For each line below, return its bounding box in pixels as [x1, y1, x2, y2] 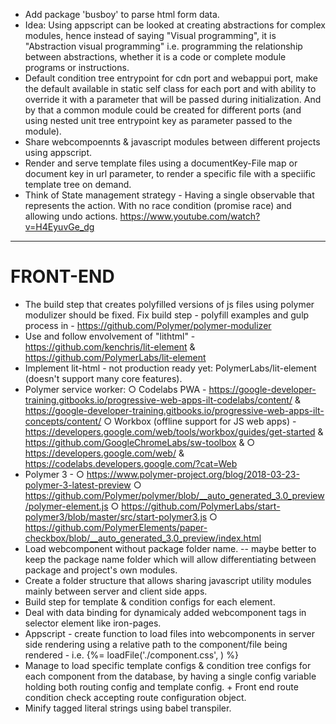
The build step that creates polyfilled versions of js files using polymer [24, 298, 315, 310]
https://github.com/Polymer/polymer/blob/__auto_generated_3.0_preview [24, 489, 325, 501]
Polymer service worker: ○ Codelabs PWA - [24, 383, 207, 395]
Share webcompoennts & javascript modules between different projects [24, 136, 321, 148]
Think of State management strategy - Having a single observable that [24, 189, 315, 201]
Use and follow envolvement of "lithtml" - [24, 330, 196, 342]
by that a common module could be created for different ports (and [24, 104, 302, 116]
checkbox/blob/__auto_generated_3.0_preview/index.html [24, 532, 262, 544]
